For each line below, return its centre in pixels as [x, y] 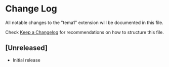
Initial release [26, 60]
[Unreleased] [27, 48]
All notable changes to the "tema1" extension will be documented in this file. [84, 22]
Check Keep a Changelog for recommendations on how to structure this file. [85, 32]
